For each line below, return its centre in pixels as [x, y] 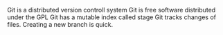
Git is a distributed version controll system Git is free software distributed [111, 10]
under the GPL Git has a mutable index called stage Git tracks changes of [112, 17]
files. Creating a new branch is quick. [60, 24]
